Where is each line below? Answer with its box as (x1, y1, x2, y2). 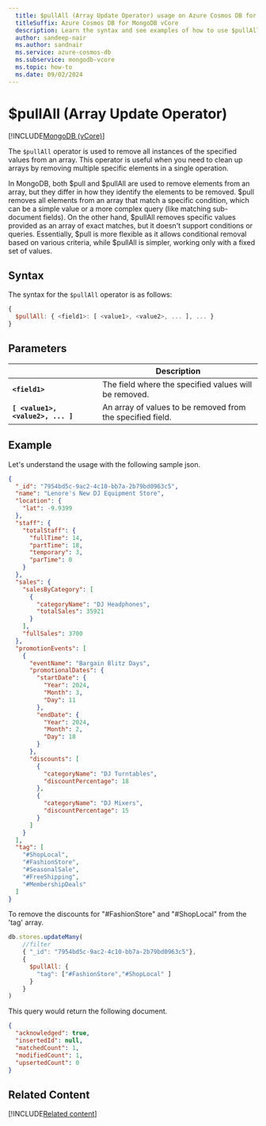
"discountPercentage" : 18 (43, 777, 129, 785)
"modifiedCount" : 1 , (15, 1051, 83, 1059)
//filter (22, 940, 51, 948)
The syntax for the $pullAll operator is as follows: (8, 290, 173, 300)
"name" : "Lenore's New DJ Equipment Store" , (15, 489, 165, 498)
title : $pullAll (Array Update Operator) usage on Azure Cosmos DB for (15, 11, 257, 20)
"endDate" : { (36, 710, 80, 718)
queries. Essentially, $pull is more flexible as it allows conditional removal (8, 229, 247, 239)
